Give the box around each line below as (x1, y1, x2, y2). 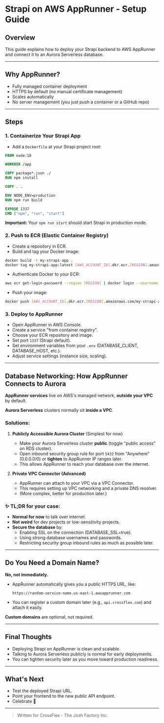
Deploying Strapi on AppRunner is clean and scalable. (12, 646, 121, 651)
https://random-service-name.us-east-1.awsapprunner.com (12, 591, 131, 596)
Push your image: (12, 290, 48, 296)
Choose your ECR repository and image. (12, 332, 93, 338)
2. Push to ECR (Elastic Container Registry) (5, 232, 109, 239)
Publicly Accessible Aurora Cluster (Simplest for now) (12, 430, 123, 437)
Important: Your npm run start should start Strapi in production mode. (5, 220, 147, 226)
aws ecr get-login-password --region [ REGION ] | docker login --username (5, 281, 159, 286)
